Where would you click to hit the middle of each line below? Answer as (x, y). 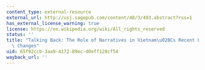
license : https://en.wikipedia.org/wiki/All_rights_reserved (86, 29)
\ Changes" (26, 46)
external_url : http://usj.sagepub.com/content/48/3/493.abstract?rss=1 (99, 18)
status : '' (20, 35)
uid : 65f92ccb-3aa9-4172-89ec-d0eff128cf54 (63, 52)
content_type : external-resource (49, 12)
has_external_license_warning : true (53, 23)
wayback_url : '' (27, 57)
